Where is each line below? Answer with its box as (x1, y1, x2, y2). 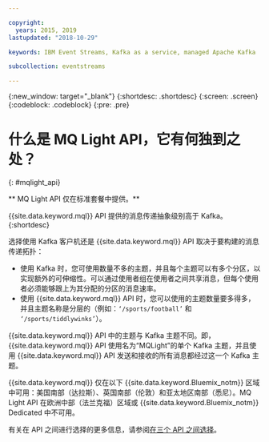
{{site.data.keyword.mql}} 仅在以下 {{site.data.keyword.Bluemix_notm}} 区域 (8, 378, 260, 388)
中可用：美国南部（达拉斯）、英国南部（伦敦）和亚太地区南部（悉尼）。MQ (8, 388, 252, 397)
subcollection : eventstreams (8, 62, 106, 70)
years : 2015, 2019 (15, 26, 78, 34)
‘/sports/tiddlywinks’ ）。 (19, 314, 106, 323)
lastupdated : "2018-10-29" (8, 34, 98, 42)
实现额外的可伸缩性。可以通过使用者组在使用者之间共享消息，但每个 (19, 274, 245, 283)
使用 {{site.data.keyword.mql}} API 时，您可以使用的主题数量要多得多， (19, 294, 255, 303)
